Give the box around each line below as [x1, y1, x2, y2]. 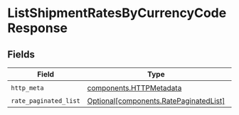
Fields [7, 48, 36, 60]
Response [7, 20, 68, 36]
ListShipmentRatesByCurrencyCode [7, 5, 227, 21]
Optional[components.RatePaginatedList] [87, 96, 225, 106]
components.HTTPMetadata [87, 83, 182, 93]
